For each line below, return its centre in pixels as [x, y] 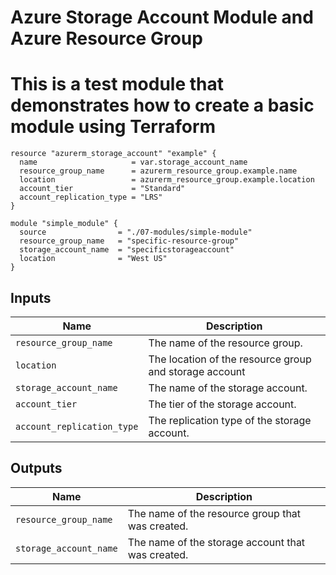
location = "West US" [93, 259]
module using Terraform [113, 127]
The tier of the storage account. [222, 404]
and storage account [197, 371]
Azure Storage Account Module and [162, 17]
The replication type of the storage [230, 420]
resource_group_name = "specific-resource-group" [129, 241]
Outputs [36, 468]
